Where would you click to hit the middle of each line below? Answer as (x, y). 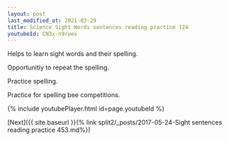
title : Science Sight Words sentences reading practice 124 (98, 27)
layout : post (27, 14)
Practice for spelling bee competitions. (64, 95)
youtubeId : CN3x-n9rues (43, 34)
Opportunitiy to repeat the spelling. (58, 67)
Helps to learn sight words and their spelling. (73, 54)
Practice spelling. (33, 81)
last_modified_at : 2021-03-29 (52, 21)
